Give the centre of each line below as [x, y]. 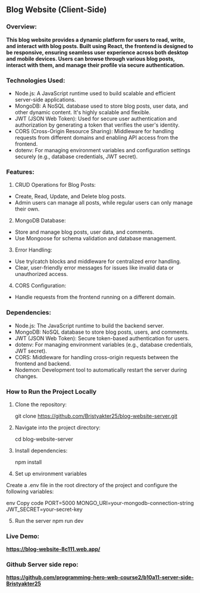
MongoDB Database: [40, 221]
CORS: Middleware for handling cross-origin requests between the [96, 357]
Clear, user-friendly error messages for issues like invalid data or [94, 268]
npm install [28, 462]
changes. [26, 376]
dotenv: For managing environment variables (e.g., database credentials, [104, 344]
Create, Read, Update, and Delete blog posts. [70, 196]
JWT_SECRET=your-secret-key [44, 509]
